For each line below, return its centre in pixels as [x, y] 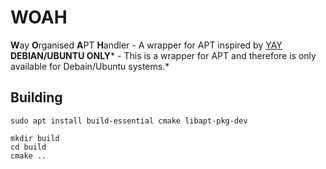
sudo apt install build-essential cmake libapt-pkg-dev [129, 121]
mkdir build [35, 138]
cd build [28, 147]
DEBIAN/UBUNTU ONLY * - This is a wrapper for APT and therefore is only [163, 55]
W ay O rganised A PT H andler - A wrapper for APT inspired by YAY [146, 45]
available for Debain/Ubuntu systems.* [90, 66]
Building [36, 97]
